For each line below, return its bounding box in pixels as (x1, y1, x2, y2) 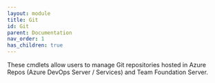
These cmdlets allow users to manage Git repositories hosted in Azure (7, 61, 207, 69)
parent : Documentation (7, 29, 72, 36)
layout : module (7, 10, 51, 17)
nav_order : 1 (7, 36, 45, 43)
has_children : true (7, 42, 63, 49)
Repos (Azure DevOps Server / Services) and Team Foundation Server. (7, 68, 209, 76)
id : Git (7, 23, 30, 29)
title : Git (7, 16, 39, 23)
